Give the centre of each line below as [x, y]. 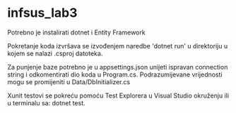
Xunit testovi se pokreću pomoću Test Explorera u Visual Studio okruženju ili [118, 95]
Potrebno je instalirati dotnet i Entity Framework [77, 32]
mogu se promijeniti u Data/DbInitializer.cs [69, 81]
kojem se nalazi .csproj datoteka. [55, 53]
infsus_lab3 [42, 13]
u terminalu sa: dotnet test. [47, 102]
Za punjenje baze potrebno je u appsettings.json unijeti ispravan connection [118, 67]
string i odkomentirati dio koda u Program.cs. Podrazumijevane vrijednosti [115, 74]
